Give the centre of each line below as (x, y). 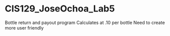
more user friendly (24, 27)
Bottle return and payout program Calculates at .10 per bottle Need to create (85, 22)
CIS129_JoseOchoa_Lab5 (60, 9)
